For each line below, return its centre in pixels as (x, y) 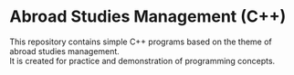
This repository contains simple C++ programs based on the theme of (141, 42)
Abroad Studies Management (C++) (148, 17)
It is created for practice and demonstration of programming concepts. (142, 61)
